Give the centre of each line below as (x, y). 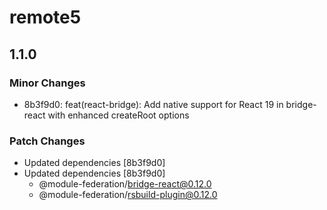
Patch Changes (47, 141)
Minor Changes (47, 83)
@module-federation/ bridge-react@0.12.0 (125, 184)
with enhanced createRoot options (118, 115)
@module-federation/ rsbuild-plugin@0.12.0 (128, 195)
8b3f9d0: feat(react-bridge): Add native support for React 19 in (153, 104)
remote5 (45, 17)
